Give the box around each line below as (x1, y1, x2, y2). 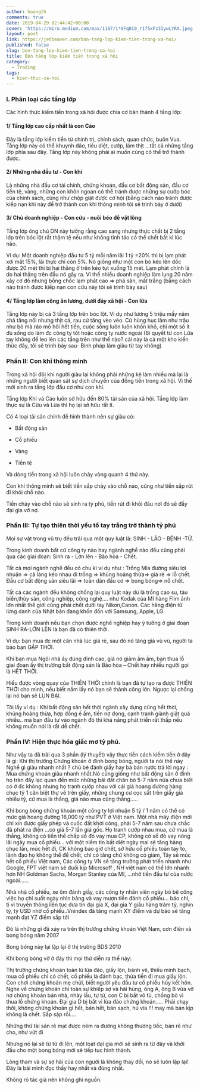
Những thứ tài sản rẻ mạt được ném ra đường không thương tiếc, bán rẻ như (6, 1022, 192, 1030)
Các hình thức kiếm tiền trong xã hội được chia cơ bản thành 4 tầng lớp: (6, 109, 182, 116)
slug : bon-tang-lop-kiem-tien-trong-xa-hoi (6, 48, 116, 54)
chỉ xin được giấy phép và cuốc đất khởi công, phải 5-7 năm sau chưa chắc (6, 820, 190, 827)
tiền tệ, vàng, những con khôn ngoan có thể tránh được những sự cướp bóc (6, 187, 190, 195)
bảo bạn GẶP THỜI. (6, 643, 55, 651)
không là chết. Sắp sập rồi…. (6, 1011, 76, 1018)
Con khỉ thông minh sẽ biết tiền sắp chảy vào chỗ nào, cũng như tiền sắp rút (6, 482, 193, 490)
